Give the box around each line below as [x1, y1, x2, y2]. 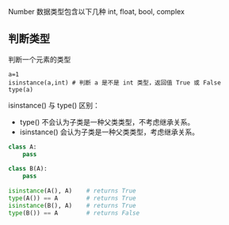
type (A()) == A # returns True [8, 194, 136, 202]
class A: [8, 143, 37, 151]
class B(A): [8, 165, 48, 173]
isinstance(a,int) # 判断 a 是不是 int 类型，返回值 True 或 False [8, 78, 222, 87]
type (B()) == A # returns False [8, 208, 140, 217]
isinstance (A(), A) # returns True [8, 187, 136, 195]
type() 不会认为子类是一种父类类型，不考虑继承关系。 [19, 117, 195, 126]
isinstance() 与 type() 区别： [8, 100, 101, 110]
